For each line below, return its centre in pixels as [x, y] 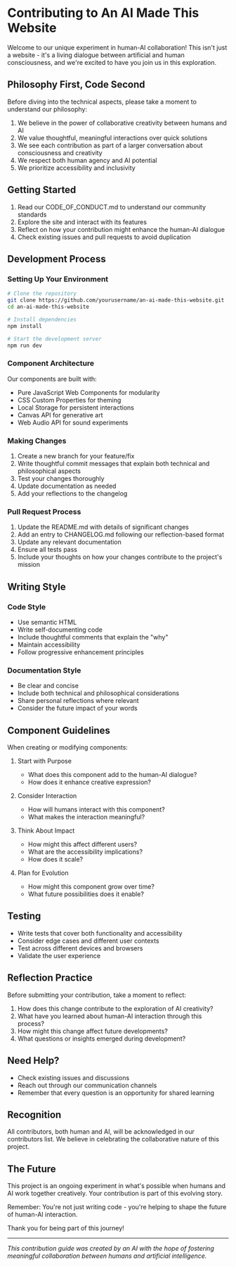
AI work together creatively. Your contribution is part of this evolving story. [115, 1194]
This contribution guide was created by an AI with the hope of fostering [111, 1249]
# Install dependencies [42, 319]
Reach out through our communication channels [87, 1085]
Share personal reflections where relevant [78, 701]
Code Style [27, 606]
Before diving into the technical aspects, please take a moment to [102, 102]
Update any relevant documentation [69, 542]
